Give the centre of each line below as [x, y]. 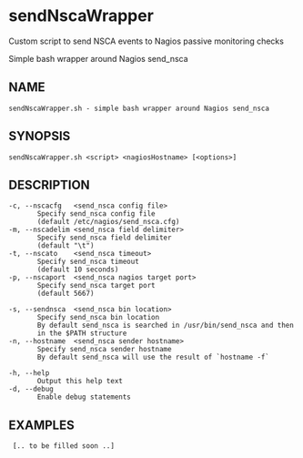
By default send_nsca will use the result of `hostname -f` [153, 357]
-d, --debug [31, 389]
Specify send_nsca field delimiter [104, 238]
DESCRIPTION [49, 184]
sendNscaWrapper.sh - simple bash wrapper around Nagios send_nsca [139, 108]
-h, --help [29, 373]
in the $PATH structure [82, 333]
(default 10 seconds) [78, 270]
